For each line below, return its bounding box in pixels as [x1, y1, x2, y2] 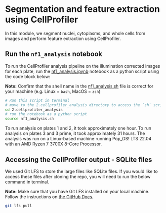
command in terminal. [5, 179, 49, 185]
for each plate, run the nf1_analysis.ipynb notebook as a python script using [5, 68, 159, 74]
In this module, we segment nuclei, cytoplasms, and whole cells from [5, 30, 146, 36]
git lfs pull [5, 203, 32, 208]
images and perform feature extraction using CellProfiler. [5, 36, 121, 42]
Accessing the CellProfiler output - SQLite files [5, 155, 152, 164]
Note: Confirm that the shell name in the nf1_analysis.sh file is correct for [5, 83, 154, 89]
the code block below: [5, 73, 50, 80]
